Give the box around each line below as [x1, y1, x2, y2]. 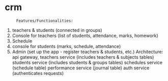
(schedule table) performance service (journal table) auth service [12, 65, 150, 71]
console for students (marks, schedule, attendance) [12, 43, 121, 49]
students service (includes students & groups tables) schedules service [12, 59, 162, 65]
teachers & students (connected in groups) [12, 27, 102, 33]
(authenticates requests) [12, 70, 64, 76]
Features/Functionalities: [16, 18, 73, 23]
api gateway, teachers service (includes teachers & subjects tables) [12, 54, 154, 60]
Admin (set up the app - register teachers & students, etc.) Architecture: [12, 49, 163, 55]
